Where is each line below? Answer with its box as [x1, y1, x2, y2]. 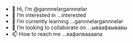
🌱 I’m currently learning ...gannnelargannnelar [11, 18, 124, 24]
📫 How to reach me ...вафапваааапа [11, 31, 103, 37]
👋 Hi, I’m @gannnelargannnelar [11, 6, 87, 12]
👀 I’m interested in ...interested [11, 12, 86, 19]
